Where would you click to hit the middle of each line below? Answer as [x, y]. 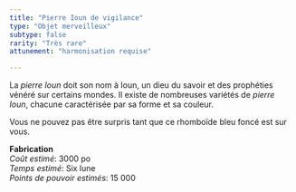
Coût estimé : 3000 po [50, 158]
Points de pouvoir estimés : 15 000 [72, 178]
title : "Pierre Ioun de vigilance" [76, 18]
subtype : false [38, 34]
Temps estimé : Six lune [53, 168]
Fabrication [32, 149]
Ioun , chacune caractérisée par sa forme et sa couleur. [112, 104]
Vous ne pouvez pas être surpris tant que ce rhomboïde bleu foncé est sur [148, 122]
